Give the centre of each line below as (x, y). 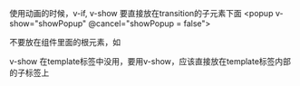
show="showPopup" (48, 24)
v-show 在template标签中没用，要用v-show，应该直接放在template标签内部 (150, 61)
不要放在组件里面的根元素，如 (65, 42)
